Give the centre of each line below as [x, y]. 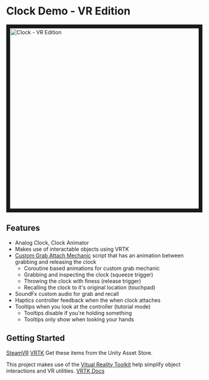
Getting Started [36, 338]
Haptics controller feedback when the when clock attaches [87, 300]
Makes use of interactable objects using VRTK [72, 249]
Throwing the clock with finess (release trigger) [82, 281]
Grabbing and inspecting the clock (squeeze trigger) [89, 274]
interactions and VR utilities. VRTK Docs [55, 370]
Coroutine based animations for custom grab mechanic [92, 268]
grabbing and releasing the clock [56, 262]
